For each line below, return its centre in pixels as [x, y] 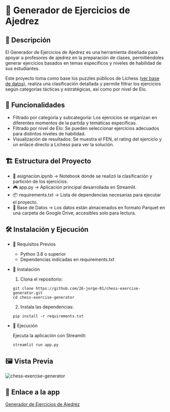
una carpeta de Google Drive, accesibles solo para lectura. [74, 213]
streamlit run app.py [35, 345]
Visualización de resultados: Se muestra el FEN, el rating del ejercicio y [87, 139]
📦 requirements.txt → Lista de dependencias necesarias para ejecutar [87, 195]
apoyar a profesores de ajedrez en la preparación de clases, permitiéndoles [84, 58]
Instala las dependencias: [47, 307]
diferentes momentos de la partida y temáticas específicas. [75, 123]
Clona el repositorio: [41, 279]
